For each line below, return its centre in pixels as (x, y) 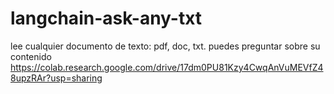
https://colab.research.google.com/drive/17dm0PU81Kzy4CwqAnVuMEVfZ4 (167, 67)
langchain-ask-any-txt (106, 18)
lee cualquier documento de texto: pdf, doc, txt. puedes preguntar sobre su (165, 46)
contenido (31, 56)
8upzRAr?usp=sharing (56, 78)
